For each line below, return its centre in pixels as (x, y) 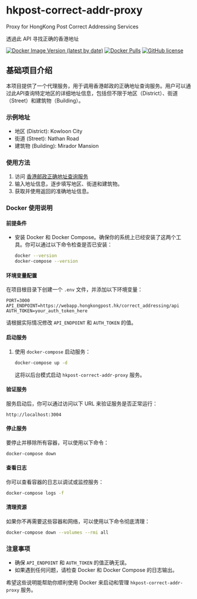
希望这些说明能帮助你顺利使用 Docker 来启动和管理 (68, 583)
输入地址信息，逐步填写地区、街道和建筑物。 (69, 184)
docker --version (36, 256)
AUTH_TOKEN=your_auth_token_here (47, 311)
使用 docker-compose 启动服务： (52, 352)
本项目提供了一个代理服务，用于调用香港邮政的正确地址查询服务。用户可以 (96, 85)
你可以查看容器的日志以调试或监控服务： (55, 482)
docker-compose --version (46, 262)
